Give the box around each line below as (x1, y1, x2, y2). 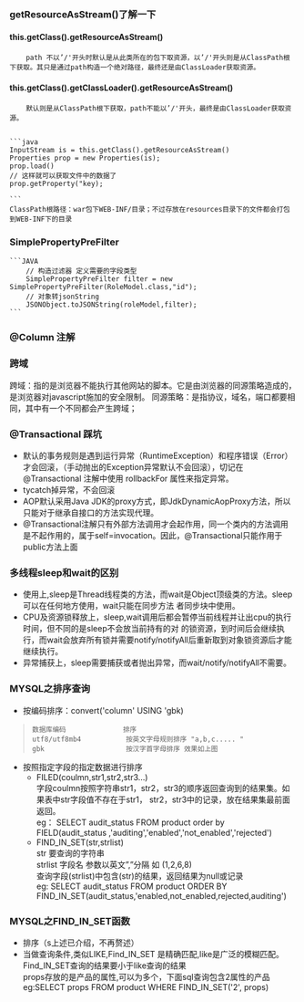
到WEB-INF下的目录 (9, 214, 73, 224)
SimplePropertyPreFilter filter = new (25, 274, 173, 284)
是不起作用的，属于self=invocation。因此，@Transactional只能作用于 (22, 530, 283, 541)
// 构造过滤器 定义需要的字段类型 (25, 266, 137, 276)
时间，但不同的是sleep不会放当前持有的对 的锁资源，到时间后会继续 (22, 623, 278, 634)
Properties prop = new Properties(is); (9, 153, 161, 163)
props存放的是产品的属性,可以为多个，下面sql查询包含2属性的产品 (22, 972, 270, 983)
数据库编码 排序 (31, 725, 137, 734)
